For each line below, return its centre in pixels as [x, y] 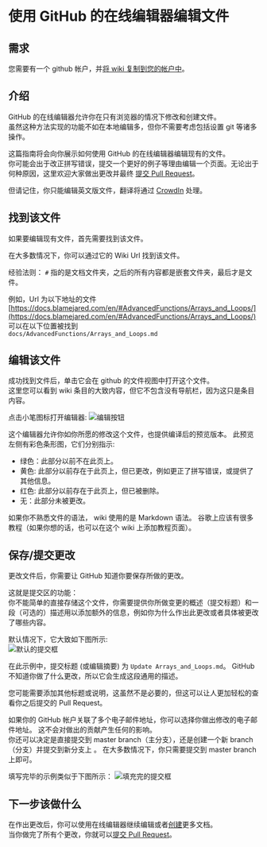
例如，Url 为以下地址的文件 [52, 299]
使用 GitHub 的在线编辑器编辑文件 [119, 16]
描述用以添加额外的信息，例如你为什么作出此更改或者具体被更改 [154, 613]
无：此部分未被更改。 [54, 501]
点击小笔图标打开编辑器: [48, 417]
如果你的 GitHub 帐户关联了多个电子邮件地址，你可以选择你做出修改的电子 [130, 720]
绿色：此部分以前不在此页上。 [68, 461]
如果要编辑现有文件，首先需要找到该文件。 [78, 238]
